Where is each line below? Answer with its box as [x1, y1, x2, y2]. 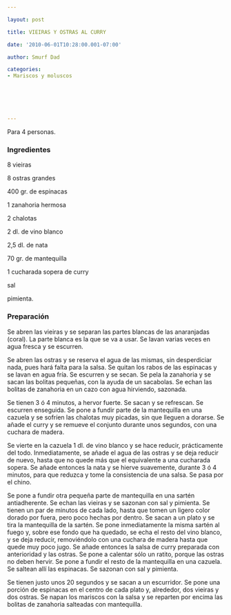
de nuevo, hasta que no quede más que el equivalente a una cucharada [7, 455, 210, 464]
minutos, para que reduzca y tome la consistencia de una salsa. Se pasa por [7, 471, 224, 479]
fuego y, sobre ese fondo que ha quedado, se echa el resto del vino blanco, [7, 528, 222, 536]
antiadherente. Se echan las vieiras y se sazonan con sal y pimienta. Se [7, 498, 210, 507]
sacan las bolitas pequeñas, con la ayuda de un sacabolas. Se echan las [7, 377, 212, 386]
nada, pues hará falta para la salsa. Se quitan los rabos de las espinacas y [7, 363, 217, 371]
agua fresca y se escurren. [7, 342, 84, 350]
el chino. [7, 477, 32, 486]
